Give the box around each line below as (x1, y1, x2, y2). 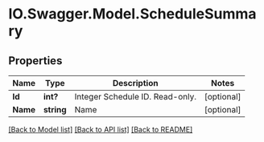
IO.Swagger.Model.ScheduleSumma (8, 5, 257, 23)
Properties (8, 54, 63, 67)
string (43, 104, 67, 115)
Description (112, 78, 159, 88)
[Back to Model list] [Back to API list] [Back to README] (8, 125, 193, 134)
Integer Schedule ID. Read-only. (74, 91, 197, 102)
